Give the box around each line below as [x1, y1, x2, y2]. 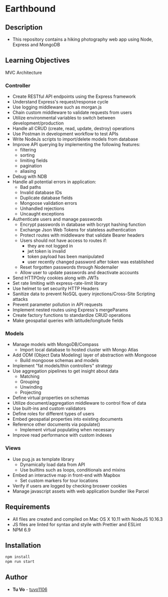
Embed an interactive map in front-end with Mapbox [12, 472, 120, 478]
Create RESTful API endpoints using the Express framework [12, 93, 136, 99]
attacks [12, 296, 28, 302]
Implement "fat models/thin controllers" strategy [12, 363, 113, 369]
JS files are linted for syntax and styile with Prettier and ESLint [12, 521, 141, 527]
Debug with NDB [12, 174, 47, 180]
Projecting [20, 390, 42, 396]
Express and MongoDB [12, 42, 60, 48]
